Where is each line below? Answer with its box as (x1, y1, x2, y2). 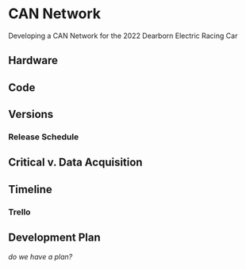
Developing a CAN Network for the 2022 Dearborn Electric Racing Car (8, 31, 238, 40)
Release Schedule (8, 131, 79, 142)
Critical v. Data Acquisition (8, 156, 143, 169)
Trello (8, 206, 31, 218)
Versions (8, 108, 54, 121)
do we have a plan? (8, 252, 73, 261)
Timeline (8, 183, 53, 196)
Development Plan (8, 231, 101, 244)
